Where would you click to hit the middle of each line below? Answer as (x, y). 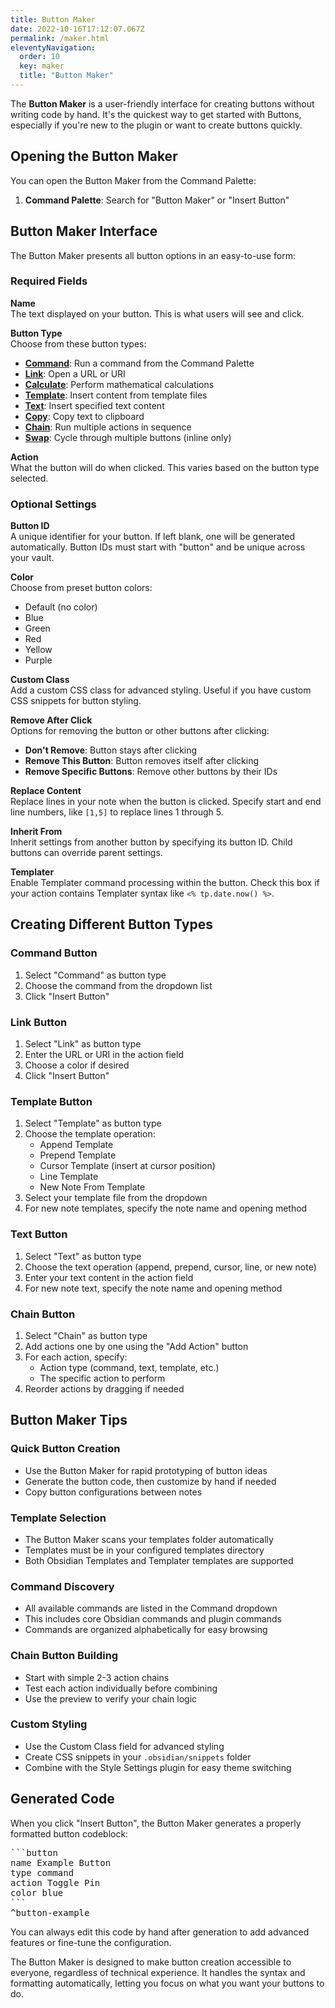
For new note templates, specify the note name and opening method (166, 1208)
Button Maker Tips (69, 1420)
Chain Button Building (64, 1656)
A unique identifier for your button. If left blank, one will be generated (153, 537)
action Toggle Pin (55, 1882)
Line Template (69, 1177)
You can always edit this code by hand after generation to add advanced (160, 1932)
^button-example (50, 1912)
